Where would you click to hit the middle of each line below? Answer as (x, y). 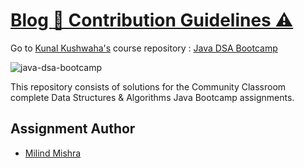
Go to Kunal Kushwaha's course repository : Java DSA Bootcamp (144, 48)
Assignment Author (73, 129)
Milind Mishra (53, 153)
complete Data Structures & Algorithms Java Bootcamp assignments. (152, 97)
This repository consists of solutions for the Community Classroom (148, 86)
